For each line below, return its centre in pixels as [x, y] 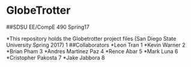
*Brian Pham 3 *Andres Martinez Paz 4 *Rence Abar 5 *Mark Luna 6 [92, 51]
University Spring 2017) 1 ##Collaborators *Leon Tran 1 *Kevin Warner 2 [96, 45]
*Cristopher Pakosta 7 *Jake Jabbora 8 [56, 57]
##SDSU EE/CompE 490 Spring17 [48, 27]
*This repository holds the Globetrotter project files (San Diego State [91, 38]
